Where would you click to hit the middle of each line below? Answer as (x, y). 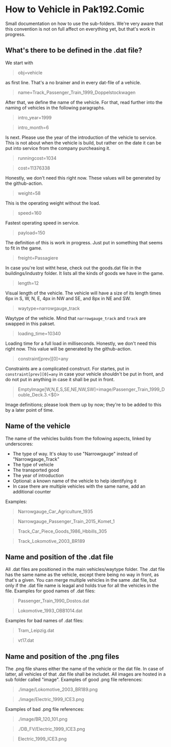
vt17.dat (26, 640)
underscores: (19, 444)
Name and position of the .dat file (59, 557)
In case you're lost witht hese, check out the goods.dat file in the (74, 268)
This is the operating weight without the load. (53, 203)
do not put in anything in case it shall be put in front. (60, 379)
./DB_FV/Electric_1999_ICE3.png (51, 729)
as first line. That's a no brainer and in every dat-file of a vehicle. (73, 82)
